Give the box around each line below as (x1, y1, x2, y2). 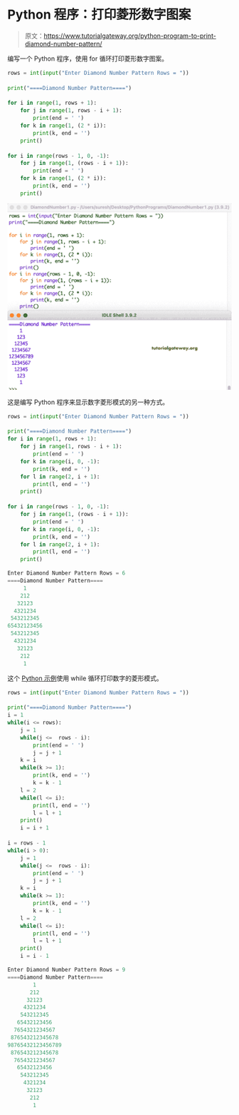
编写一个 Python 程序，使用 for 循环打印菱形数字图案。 (7, 54, 169, 63)
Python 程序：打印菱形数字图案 (7, 6, 191, 23)
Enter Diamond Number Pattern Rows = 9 (7, 967, 126, 974)
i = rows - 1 (7, 839, 46, 847)
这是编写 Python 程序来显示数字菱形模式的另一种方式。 (7, 398, 169, 406)
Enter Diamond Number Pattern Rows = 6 (7, 570, 126, 577)
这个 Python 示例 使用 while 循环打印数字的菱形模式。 (7, 674, 163, 682)
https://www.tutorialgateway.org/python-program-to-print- (43, 31, 217, 40)
